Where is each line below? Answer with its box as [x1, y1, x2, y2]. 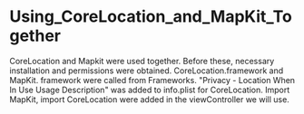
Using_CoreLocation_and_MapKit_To [9, 6, 292, 27]
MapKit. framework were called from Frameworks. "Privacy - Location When [9, 74, 296, 85]
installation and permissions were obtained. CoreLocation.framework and [9, 65, 284, 76]
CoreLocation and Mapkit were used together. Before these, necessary [9, 55, 275, 66]
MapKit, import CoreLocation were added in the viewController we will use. [9, 93, 290, 105]
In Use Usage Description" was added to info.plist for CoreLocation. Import [9, 84, 290, 95]
